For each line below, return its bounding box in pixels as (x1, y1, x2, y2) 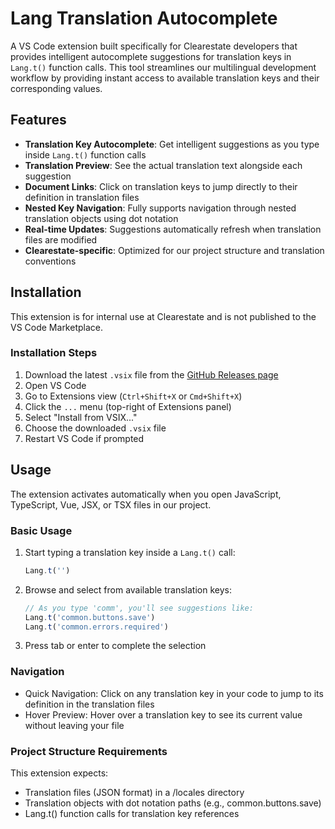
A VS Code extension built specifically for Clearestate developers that (10, 40, 298, 52)
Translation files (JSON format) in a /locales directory (24, 787, 245, 799)
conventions (24, 255, 77, 267)
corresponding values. (10, 82, 103, 94)
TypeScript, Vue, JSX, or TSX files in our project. (10, 498, 212, 511)
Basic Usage (10, 523, 73, 537)
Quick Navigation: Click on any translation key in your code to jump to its (24, 687, 324, 699)
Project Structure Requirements (10, 744, 168, 758)
